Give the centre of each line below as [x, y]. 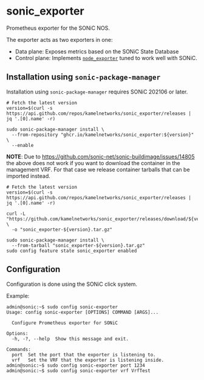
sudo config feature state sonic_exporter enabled [72, 251]
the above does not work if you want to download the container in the [93, 163]
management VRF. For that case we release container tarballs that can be [98, 169]
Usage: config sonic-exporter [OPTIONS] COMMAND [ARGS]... [83, 312]
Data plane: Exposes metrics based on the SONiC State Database [97, 51]
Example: [18, 296]
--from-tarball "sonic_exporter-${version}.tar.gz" [79, 245]
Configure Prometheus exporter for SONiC [65, 323]
